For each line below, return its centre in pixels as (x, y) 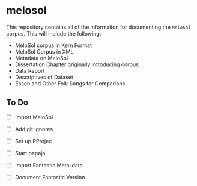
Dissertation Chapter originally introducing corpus (77, 64)
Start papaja (30, 153)
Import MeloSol (34, 117)
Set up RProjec (33, 141)
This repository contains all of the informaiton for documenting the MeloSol (98, 27)
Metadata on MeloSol (41, 58)
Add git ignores (34, 129)
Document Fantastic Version (50, 178)
